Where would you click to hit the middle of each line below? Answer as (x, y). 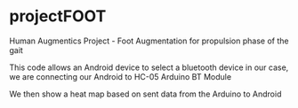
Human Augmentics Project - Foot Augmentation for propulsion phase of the (149, 41)
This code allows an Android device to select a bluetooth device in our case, (149, 67)
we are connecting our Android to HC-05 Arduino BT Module (121, 76)
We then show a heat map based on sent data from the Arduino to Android (145, 94)
